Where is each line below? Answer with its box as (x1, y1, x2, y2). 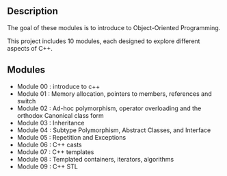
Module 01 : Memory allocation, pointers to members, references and (16, 89, 212, 98)
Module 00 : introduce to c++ (16, 82, 101, 90)
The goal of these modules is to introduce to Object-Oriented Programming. (7, 23, 221, 32)
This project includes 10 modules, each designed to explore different (7, 37, 200, 45)
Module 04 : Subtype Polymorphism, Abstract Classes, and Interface (16, 126, 211, 134)
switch (16, 97, 36, 105)
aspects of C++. (7, 44, 53, 52)
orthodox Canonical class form (16, 111, 104, 119)
